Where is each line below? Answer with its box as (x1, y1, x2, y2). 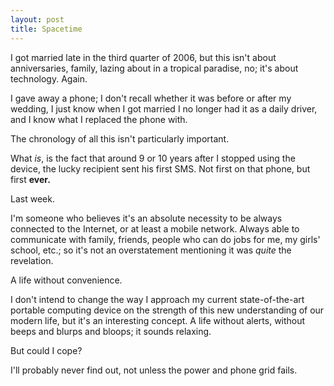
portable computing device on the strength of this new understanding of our (10, 304, 325, 316)
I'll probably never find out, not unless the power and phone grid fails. (10, 364, 298, 376)
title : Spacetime (10, 24, 83, 34)
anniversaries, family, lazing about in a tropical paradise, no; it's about (10, 62, 299, 74)
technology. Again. (10, 72, 88, 85)
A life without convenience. (10, 274, 123, 286)
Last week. (10, 192, 55, 205)
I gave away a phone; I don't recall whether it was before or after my (10, 92, 292, 104)
